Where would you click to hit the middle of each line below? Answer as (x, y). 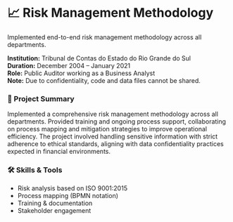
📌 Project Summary (41, 98)
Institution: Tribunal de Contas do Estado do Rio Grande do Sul (99, 58)
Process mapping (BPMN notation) (68, 195)
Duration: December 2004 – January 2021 (69, 65)
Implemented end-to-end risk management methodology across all (105, 37)
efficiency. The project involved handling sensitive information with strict (113, 136)
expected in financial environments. (59, 152)
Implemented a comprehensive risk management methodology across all (113, 114)
